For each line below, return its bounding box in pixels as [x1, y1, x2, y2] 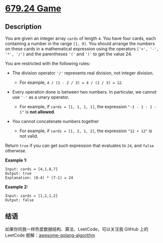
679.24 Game [5, 3, 62, 14]
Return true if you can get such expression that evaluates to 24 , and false [5, 143, 154, 148]
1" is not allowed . [19, 109, 55, 115]
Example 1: [5, 157, 28, 163]
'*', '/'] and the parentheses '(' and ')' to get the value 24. [5, 51, 132, 57]
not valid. [19, 133, 38, 139]
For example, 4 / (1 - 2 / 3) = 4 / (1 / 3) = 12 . [19, 79, 123, 85]
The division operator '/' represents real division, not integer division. [12, 70, 154, 76]
